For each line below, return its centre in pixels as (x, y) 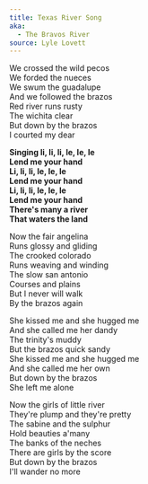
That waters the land (48, 219)
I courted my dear (42, 135)
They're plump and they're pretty (70, 415)
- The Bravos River (54, 34)
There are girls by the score (61, 453)
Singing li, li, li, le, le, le (52, 153)
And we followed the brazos (61, 97)
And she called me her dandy (64, 330)
